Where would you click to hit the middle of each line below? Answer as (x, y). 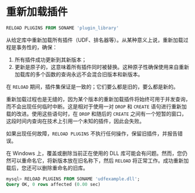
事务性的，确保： (37, 47)
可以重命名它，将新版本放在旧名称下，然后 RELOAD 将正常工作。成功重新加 (100, 160)
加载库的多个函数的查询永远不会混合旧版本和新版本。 (79, 74)
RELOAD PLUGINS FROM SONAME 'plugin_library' (62, 28)
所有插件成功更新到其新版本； (50, 60)
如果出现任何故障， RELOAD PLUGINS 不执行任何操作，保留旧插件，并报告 (92, 133)
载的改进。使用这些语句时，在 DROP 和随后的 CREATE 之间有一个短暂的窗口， (97, 113)
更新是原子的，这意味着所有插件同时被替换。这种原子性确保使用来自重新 (102, 67)
